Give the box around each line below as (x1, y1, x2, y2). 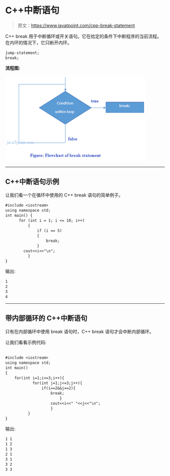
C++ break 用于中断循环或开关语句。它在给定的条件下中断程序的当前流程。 (5, 33, 162, 39)
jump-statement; (5, 50, 39, 55)
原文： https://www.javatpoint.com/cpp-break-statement (17, 22, 135, 28)
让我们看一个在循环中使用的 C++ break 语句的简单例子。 (5, 192, 123, 198)
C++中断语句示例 (5, 177, 60, 186)
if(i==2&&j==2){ (41, 386, 76, 391)
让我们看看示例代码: (5, 339, 47, 345)
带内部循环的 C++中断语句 (5, 314, 88, 323)
